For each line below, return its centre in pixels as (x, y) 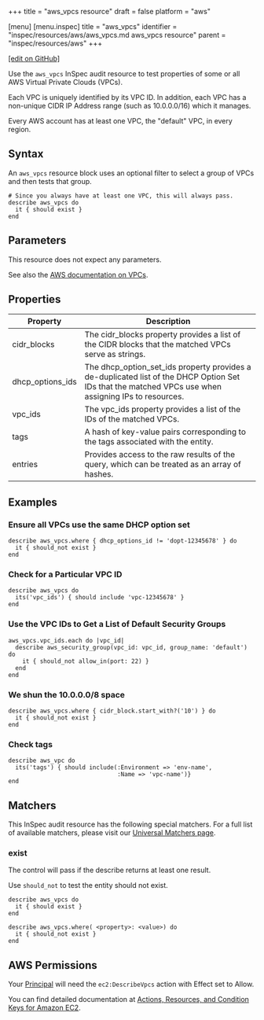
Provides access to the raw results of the (160, 455)
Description (168, 322)
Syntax (26, 154)
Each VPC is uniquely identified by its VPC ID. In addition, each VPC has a (127, 97)
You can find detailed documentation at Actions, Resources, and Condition (129, 1000)
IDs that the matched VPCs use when (153, 387)
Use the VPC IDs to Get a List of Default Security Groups (117, 624)
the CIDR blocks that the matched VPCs (158, 344)
